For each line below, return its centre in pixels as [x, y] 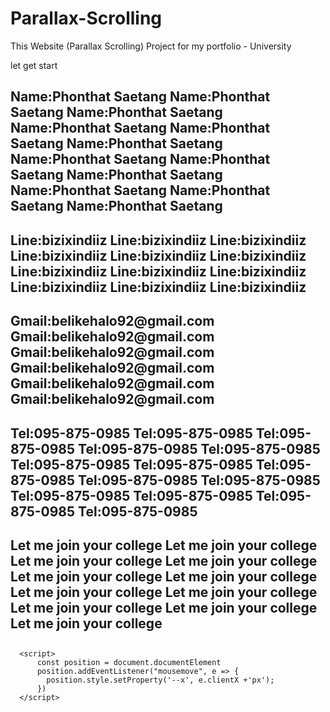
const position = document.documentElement [129, 663]
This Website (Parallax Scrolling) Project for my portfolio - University [151, 46]
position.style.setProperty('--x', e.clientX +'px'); [160, 680]
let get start [34, 65]
